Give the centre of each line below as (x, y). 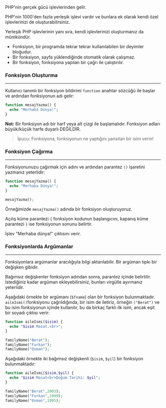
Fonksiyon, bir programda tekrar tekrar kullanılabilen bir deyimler (78, 46)
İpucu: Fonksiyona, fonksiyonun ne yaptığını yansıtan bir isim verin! (85, 138)
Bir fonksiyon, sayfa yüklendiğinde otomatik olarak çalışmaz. (74, 57)
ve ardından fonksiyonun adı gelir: (40, 96)
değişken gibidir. (22, 267)
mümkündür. (18, 37)
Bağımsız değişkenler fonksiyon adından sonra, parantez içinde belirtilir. (78, 277)
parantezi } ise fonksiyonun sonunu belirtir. (49, 224)
